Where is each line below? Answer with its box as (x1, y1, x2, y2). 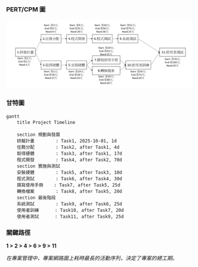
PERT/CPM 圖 (6, 5, 46, 13)
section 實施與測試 (17, 163, 60, 169)
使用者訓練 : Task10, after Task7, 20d (17, 207, 124, 213)
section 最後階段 (17, 195, 56, 201)
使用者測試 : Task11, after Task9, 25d (17, 214, 124, 220)
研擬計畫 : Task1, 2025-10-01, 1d (17, 138, 117, 144)
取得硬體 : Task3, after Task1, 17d (17, 150, 123, 157)
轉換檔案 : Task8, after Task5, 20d (17, 188, 123, 194)
